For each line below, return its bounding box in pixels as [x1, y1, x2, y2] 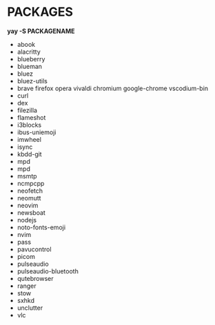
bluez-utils [17, 76, 48, 85]
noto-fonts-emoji [17, 223, 66, 231]
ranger [17, 282, 37, 290]
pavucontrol [17, 245, 52, 253]
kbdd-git [17, 149, 43, 158]
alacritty [17, 48, 41, 56]
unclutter [17, 304, 43, 312]
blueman [17, 62, 43, 70]
